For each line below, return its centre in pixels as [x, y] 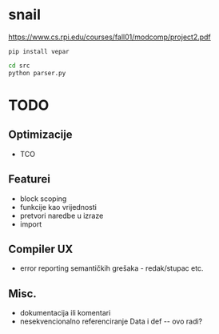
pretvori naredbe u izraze [62, 215]
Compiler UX [41, 249]
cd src [19, 66]
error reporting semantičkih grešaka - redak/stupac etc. [111, 268]
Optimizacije [41, 135]
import [31, 224]
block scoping [43, 199]
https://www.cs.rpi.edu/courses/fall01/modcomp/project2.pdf [110, 37]
